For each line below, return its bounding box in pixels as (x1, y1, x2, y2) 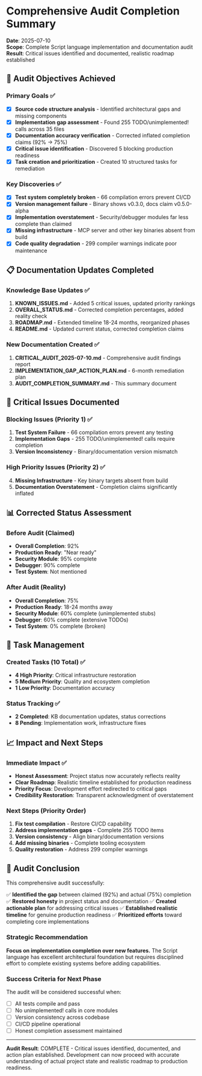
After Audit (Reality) (6, 583, 66, 591)
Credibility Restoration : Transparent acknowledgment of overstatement (14, 792, 194, 799)
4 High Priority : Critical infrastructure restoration (14, 671, 136, 679)
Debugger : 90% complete (14, 562, 81, 569)
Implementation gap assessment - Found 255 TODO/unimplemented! (14, 119, 189, 126)
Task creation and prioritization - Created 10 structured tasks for (14, 158, 177, 165)
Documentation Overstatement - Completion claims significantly (14, 483, 177, 490)
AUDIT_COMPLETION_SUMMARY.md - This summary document (14, 379, 177, 387)
